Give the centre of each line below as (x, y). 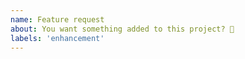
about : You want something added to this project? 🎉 (122, 29)
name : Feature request (57, 19)
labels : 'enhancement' (57, 38)
